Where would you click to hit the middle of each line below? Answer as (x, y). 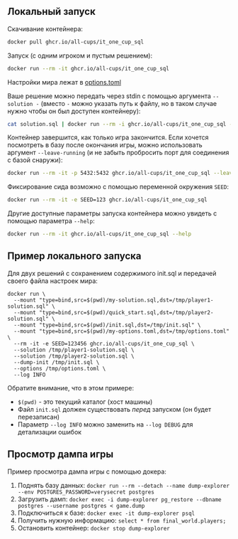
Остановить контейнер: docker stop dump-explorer (93, 528)
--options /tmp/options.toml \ (60, 368)
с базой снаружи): (35, 160)
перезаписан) (39, 417)
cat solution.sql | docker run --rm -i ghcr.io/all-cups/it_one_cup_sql (117, 124)
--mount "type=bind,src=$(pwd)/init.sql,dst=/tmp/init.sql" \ (107, 325)
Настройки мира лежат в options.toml (64, 82)
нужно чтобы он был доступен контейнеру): (74, 111)
